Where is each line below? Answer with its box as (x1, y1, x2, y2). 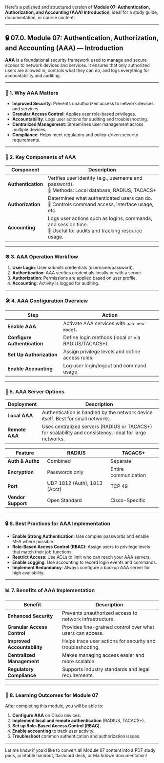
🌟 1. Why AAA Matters (5, 89, 59, 96)
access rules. (63, 355, 94, 361)
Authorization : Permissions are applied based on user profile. (12, 275, 137, 281)
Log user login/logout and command (63, 362, 146, 369)
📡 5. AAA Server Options (5, 388, 65, 395)
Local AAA (7, 412, 33, 419)
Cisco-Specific (110, 497, 145, 504)
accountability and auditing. (5, 72, 61, 78)
